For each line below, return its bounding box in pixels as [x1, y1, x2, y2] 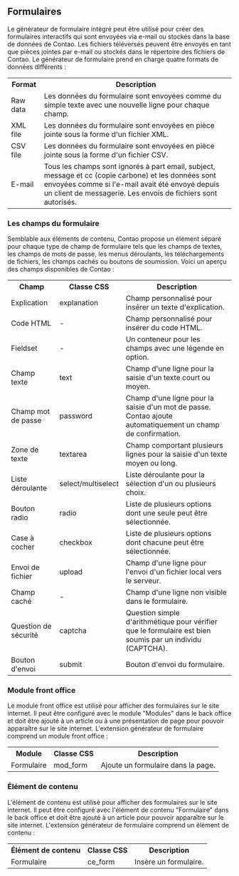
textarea [59, 449, 87, 459]
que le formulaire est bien [125, 626, 211, 636]
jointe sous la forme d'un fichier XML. [43, 129, 169, 139]
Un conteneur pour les [125, 334, 201, 344]
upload [59, 567, 83, 577]
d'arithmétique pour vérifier [125, 617, 218, 627]
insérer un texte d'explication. [125, 302, 225, 312]
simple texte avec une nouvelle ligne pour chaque [43, 100, 210, 110]
